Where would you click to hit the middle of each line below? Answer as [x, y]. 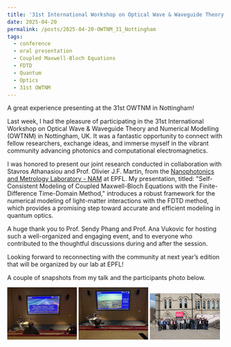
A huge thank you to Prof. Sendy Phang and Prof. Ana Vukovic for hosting [112, 229]
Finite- [209, 186]
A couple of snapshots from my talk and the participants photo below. [107, 278]
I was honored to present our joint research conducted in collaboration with [114, 164]
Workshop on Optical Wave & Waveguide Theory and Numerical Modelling [113, 129]
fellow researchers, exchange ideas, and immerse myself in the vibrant [108, 143]
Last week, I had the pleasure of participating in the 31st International [105, 122]
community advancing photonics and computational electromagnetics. [108, 151]
